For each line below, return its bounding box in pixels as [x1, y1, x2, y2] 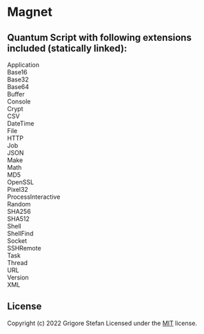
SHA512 [7, 215, 30, 223]
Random [7, 200, 31, 208]
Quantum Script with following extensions [7, 32, 192, 43]
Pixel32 [7, 186, 29, 193]
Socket [7, 237, 28, 245]
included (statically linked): [7, 42, 127, 54]
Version [7, 273, 29, 282]
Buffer [7, 90, 25, 98]
